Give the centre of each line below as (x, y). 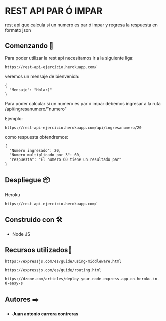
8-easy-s (14, 283)
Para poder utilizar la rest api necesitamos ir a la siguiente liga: (69, 58)
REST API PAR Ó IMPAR (54, 11)
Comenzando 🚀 (29, 46)
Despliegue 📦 (28, 180)
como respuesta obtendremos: (37, 137)
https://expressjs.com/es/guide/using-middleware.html (63, 262)
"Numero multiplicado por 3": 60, (45, 155)
